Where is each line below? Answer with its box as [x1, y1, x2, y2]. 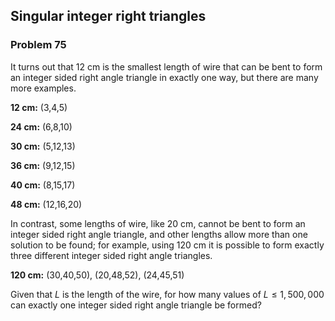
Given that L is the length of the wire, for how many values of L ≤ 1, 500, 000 [10, 288, 325, 300]
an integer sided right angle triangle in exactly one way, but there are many [10, 71, 319, 83]
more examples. [10, 82, 77, 94]
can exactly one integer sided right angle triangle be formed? [10, 299, 262, 311]
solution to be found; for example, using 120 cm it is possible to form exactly [10, 239, 325, 251]
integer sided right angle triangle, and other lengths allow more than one [10, 228, 308, 240]
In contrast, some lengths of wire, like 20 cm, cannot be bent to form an [10, 217, 306, 229]
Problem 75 [10, 38, 67, 52]
